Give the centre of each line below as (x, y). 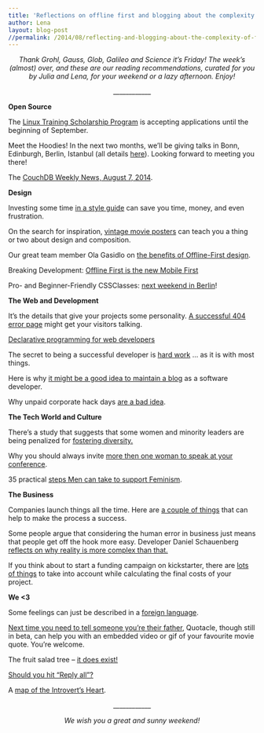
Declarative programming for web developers (82, 339)
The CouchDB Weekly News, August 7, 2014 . (81, 178)
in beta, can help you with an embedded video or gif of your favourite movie (131, 636)
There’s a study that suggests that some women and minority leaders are (126, 432)
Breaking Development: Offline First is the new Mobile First (103, 270)
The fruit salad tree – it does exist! (63, 660)
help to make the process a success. (68, 519)
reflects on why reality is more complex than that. (88, 550)
